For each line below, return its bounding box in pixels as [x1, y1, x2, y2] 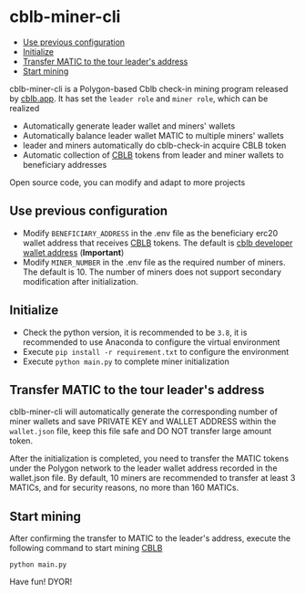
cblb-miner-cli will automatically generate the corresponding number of [9, 406, 278, 417]
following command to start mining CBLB [9, 543, 163, 554]
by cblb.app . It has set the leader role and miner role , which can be [9, 93, 269, 104]
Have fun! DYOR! [9, 577, 73, 588]
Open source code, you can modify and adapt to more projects [9, 176, 246, 188]
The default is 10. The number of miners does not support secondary [22, 266, 282, 277]
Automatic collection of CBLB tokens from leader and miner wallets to [22, 149, 284, 161]
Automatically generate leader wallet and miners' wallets [22, 120, 236, 131]
